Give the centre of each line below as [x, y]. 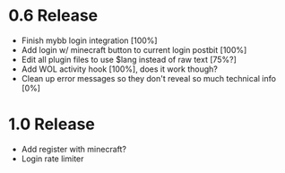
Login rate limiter [52, 159]
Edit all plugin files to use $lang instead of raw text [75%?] [129, 59]
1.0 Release [52, 124]
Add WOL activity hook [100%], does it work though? [120, 69]
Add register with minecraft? [74, 149]
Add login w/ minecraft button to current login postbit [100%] [134, 49]
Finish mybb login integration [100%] [89, 40]
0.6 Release [53, 16]
